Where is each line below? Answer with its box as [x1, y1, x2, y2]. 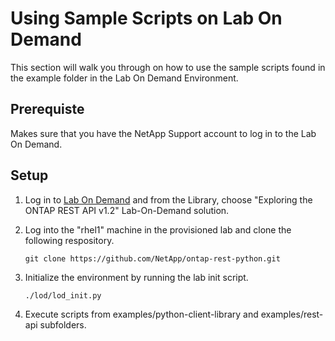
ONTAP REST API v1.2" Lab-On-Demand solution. [24, 204, 230, 216]
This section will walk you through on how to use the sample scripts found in [10, 61, 326, 73]
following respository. [24, 234, 115, 246]
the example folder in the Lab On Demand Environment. [10, 72, 239, 84]
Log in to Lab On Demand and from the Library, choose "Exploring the [24, 193, 313, 206]
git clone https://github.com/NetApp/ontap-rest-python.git [24, 253, 281, 264]
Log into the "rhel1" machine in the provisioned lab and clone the [24, 223, 292, 236]
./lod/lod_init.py [24, 290, 102, 301]
